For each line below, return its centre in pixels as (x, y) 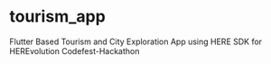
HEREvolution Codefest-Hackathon (75, 50)
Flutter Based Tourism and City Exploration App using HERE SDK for (136, 41)
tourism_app (57, 17)
